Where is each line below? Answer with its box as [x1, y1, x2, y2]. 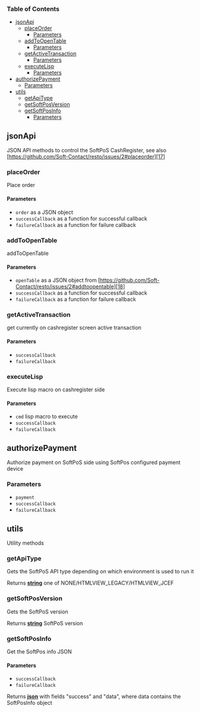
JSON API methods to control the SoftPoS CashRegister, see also [7, 147, 167, 154]
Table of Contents [7, 5, 60, 13]
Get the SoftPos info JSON [7, 647, 72, 655]
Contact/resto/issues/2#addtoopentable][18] [15, 283, 126, 290]
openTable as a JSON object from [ [15, 277, 101, 284]
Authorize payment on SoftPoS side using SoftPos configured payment [7, 459, 181, 466]
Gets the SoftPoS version [7, 608, 68, 615]
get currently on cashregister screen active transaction [7, 324, 142, 332]
